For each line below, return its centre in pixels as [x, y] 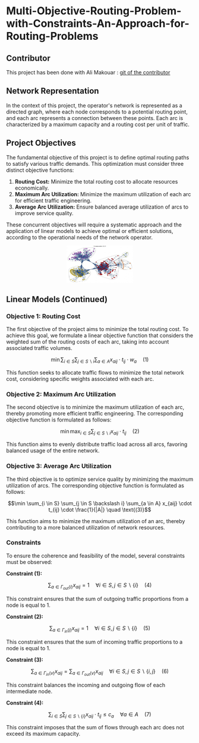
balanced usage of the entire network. [53, 451]
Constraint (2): [25, 616]
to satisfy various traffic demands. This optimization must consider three [95, 163]
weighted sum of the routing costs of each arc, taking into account [88, 342]
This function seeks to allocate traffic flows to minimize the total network [95, 373]
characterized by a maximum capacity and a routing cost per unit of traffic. [98, 124]
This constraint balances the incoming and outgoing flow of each [86, 685]
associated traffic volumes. [39, 348]
